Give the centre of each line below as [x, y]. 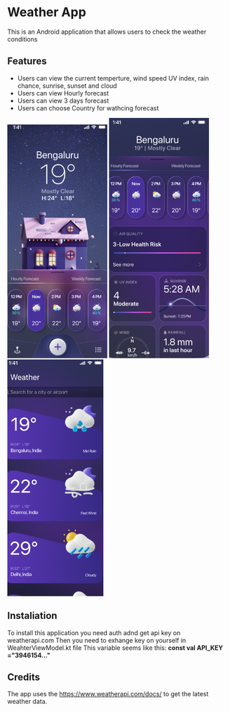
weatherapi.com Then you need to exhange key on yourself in [97, 640]
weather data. [27, 702]
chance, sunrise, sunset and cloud [67, 86]
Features [27, 61]
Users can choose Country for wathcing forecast [88, 108]
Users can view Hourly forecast [63, 93]
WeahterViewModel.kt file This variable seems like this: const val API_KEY [115, 648]
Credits [24, 677]
